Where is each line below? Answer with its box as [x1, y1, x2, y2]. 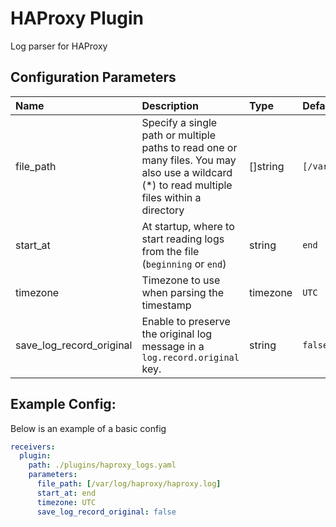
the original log [141, 327, 213, 341]
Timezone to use [141, 273, 221, 287]
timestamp [141, 298, 192, 312]
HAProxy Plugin [10, 7, 144, 30]
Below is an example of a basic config [10, 422, 167, 434]
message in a [141, 339, 205, 353]
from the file [141, 244, 200, 258]
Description [141, 98, 199, 112]
